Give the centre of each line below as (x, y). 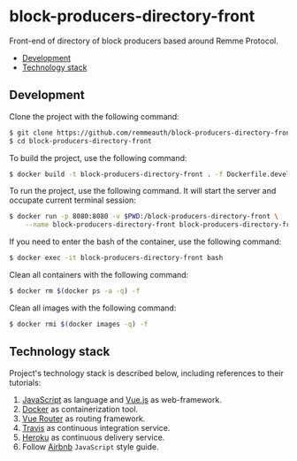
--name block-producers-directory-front (100, 225)
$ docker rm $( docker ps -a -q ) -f (75, 291)
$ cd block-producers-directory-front (80, 141)
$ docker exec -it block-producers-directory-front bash (116, 258)
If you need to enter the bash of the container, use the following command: (145, 242)
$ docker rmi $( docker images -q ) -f (79, 324)
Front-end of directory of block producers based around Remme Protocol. (144, 41)
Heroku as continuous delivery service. (93, 437)
